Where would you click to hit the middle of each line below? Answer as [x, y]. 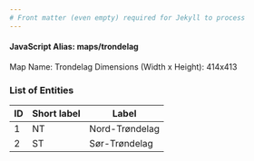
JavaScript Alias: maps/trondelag [74, 47]
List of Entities [42, 90]
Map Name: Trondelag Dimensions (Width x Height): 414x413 [123, 66]
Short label [56, 114]
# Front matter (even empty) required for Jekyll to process [127, 18]
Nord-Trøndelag [125, 129]
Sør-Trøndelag [122, 144]
